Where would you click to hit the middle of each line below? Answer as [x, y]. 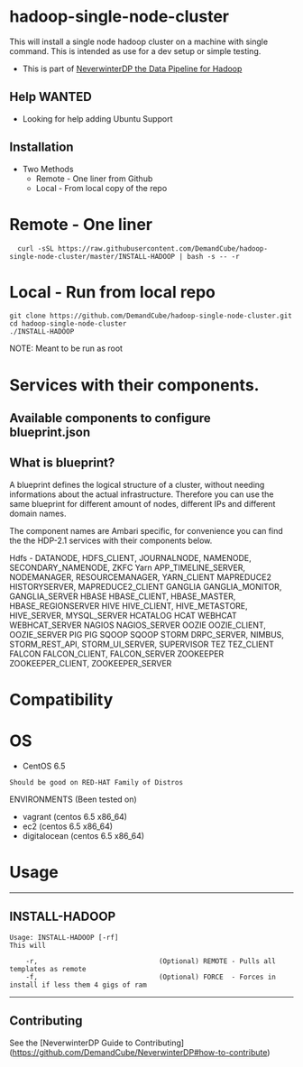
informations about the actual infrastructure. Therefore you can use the [142, 494]
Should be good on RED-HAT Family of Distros [96, 782]
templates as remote [48, 969]
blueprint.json [50, 432]
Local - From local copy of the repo [101, 188]
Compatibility [61, 700]
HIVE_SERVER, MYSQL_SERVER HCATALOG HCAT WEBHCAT [123, 615]
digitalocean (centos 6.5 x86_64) [83, 835]
